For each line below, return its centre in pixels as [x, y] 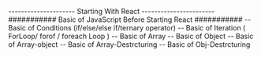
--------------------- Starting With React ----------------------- [112, 11]
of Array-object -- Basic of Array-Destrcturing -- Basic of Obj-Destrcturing [129, 45]
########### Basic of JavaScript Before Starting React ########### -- [130, 20]
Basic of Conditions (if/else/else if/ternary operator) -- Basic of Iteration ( [127, 28]
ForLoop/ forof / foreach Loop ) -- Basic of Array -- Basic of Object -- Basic [131, 36]
